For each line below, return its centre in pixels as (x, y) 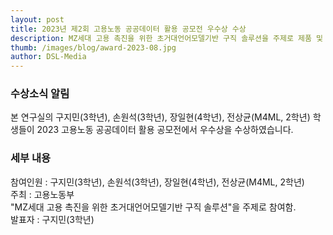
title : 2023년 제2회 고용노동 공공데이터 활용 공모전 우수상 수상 (128, 29)
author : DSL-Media (48, 57)
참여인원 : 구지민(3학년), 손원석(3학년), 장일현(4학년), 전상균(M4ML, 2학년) (157, 182)
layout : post (37, 19)
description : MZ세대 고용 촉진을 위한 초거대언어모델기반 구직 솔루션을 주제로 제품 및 (167, 38)
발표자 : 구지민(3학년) (52, 219)
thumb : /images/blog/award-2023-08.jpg (93, 47)
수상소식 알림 (40, 94)
